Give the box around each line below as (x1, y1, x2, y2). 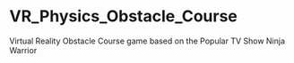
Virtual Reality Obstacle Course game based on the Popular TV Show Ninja (9, 35, 285, 46)
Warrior (9, 44, 38, 55)
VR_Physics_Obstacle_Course (9, 6, 238, 27)
